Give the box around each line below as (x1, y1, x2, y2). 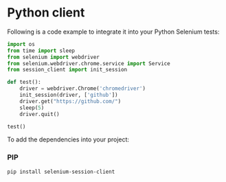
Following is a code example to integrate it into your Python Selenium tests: (7, 27, 220, 36)
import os (7, 41, 36, 47)
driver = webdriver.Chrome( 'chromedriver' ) (19, 85, 146, 92)
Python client (7, 5, 85, 21)
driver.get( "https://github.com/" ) (19, 98, 122, 104)
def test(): (7, 79, 41, 86)
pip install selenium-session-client (7, 168, 115, 175)
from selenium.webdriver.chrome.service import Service (7, 60, 170, 67)
